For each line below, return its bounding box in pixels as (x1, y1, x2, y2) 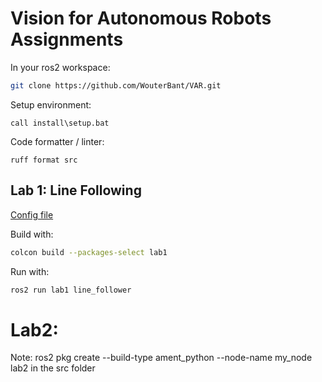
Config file (10, 208, 54, 221)
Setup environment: (10, 98, 92, 111)
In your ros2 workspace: (10, 61, 111, 73)
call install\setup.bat (10, 118, 110, 128)
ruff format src (10, 155, 78, 165)
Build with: (10, 228, 54, 240)
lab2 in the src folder (10, 362, 96, 374)
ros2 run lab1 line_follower (10, 285, 132, 295)
